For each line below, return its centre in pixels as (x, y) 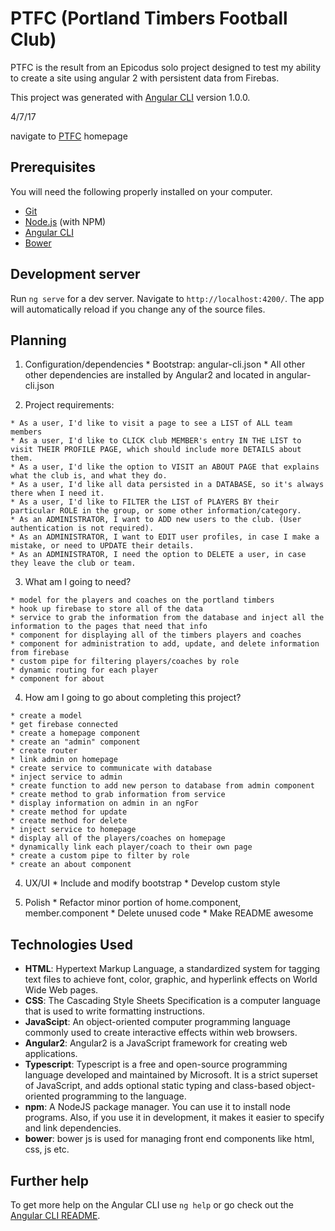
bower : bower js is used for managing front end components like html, (169, 1139)
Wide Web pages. (61, 990)
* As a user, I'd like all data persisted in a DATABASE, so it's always (167, 485)
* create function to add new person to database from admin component (162, 786)
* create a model (46, 716)
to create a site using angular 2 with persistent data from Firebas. (145, 78)
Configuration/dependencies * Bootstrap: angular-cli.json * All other (165, 364)
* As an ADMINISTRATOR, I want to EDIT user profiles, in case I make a (165, 537)
